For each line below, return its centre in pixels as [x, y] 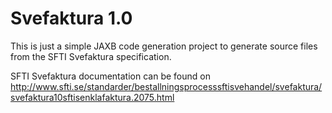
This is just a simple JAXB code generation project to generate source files [164, 46]
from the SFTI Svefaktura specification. [91, 56]
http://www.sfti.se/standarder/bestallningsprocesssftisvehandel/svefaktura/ [166, 86]
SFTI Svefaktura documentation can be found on [110, 76]
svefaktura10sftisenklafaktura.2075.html [92, 97]
